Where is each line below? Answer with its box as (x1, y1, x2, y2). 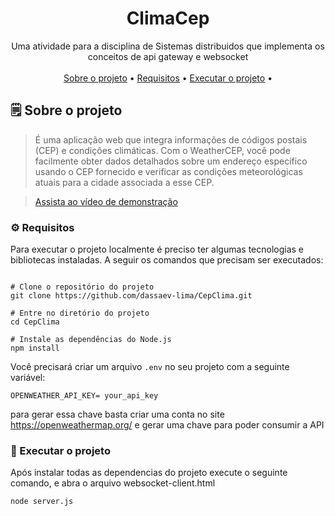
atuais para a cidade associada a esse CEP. (34, 176, 215, 188)
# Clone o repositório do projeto (10, 282, 155, 292)
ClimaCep (126, 7, 210, 30)
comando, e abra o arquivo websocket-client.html (10, 477, 216, 489)
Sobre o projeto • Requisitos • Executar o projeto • (63, 72, 273, 84)
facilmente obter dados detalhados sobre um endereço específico (34, 155, 308, 167)
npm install (10, 343, 60, 354)
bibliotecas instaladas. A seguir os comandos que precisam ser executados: (10, 254, 324, 266)
